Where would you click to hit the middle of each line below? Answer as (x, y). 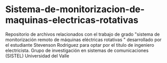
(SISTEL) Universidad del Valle (37, 56)
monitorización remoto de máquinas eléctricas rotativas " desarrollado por (83, 40)
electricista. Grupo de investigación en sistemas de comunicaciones (77, 50)
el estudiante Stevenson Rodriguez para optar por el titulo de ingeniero (80, 45)
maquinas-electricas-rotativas (72, 20)
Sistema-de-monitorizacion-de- (75, 9)
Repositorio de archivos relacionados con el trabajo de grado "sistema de (82, 34)
